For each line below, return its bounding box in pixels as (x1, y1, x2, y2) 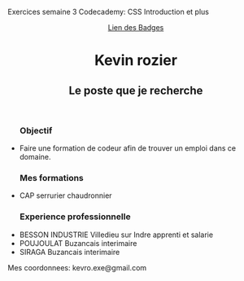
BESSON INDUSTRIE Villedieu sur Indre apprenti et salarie (19, 230, 213, 239)
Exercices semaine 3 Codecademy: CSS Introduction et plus (7, 7, 209, 16)
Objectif (19, 125, 53, 136)
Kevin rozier (94, 51, 178, 70)
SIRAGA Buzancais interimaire (19, 247, 120, 257)
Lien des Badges (107, 23, 164, 32)
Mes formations (19, 172, 85, 183)
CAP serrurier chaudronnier (19, 191, 112, 200)
